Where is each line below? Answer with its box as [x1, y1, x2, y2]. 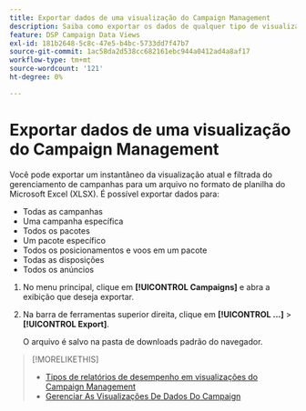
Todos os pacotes [22, 225, 91, 236]
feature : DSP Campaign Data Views [9, 30, 141, 39]
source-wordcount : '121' [9, 65, 104, 74]
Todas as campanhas [22, 205, 103, 216]
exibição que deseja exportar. [22, 291, 135, 302]
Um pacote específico [22, 235, 107, 246]
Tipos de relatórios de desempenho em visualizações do [45, 371, 259, 382]
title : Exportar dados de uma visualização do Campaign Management [9, 13, 271, 23]
